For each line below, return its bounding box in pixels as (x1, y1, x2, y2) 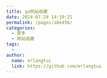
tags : (6, 42, 20, 48)
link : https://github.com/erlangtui (11, 63, 102, 69)
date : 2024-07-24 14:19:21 (6, 14, 73, 20)
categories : (6, 25, 35, 31)
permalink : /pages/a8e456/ (6, 19, 73, 25)
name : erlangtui (11, 57, 51, 63)
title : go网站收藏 (6, 8, 48, 15)
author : (6, 52, 25, 58)
